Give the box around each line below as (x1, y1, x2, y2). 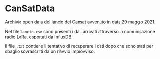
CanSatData (5, 3, 55, 14)
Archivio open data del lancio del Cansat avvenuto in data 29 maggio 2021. (5, 19, 156, 25)
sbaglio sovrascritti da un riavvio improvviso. (5, 48, 95, 54)
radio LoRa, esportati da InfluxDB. (5, 34, 73, 39)
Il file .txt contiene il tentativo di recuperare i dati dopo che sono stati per (5, 43, 154, 49)
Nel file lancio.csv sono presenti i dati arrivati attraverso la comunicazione (5, 28, 155, 34)
